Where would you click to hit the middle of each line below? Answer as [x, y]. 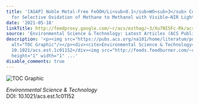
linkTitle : [20, 28]
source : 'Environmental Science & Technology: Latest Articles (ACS [92, 34]
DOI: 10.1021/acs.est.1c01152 [41, 96]
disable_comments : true [36, 61]
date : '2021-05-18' [30, 23]
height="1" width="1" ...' [45, 56]
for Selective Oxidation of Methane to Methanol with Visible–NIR [95, 17]
